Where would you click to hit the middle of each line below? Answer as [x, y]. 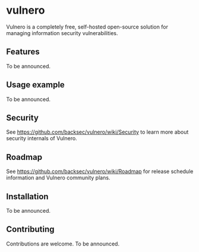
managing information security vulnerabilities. [62, 33]
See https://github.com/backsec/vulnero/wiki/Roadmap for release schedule [100, 171]
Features [23, 52]
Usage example [36, 85]
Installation [27, 196]
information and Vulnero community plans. [58, 178]
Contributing [30, 229]
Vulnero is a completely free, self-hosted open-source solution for [87, 27]
